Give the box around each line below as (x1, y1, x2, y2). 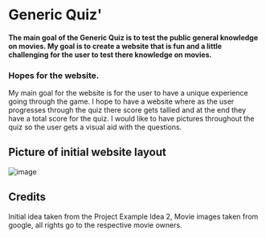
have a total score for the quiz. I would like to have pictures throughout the (8, 114, 255, 124)
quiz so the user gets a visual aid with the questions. (8, 122, 182, 132)
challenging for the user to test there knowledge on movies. (8, 50, 212, 59)
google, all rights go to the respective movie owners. (8, 220, 182, 230)
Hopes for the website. (8, 70, 100, 81)
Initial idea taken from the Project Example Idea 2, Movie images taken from (8, 211, 259, 221)
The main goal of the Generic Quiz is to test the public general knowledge (8, 32, 259, 42)
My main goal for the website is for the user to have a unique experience (8, 88, 248, 98)
